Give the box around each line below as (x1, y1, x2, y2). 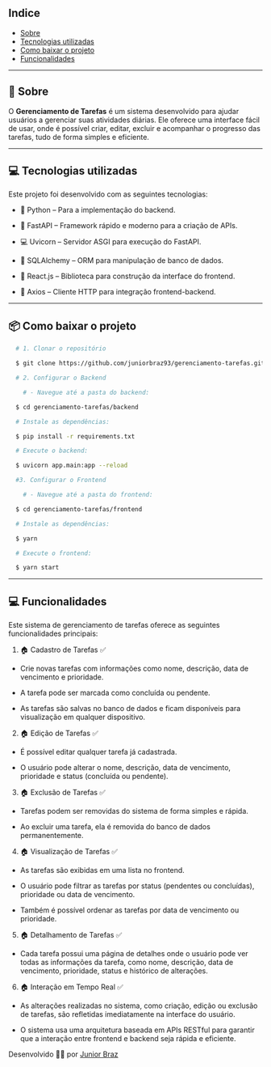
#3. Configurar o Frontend (15, 476, 106, 485)
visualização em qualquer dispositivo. (19, 712, 146, 722)
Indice (8, 6, 40, 20)
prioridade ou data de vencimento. (19, 890, 135, 900)
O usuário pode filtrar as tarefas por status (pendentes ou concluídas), (19, 881, 255, 891)
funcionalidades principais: (8, 629, 98, 638)
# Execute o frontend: (15, 549, 92, 557)
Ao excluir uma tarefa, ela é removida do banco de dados (19, 822, 211, 832)
